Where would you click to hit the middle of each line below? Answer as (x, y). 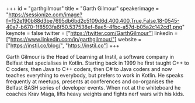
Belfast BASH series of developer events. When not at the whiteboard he (93, 88)
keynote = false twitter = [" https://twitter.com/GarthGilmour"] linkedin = (92, 33)
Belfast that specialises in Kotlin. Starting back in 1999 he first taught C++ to (98, 63)
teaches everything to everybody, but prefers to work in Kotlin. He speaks (95, 75)
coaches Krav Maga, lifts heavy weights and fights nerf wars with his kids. (95, 94)
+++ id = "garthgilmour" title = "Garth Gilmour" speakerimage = (83, 8)
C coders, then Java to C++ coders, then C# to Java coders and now (89, 69)
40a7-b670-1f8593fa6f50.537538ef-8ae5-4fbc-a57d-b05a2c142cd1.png (94, 27)
